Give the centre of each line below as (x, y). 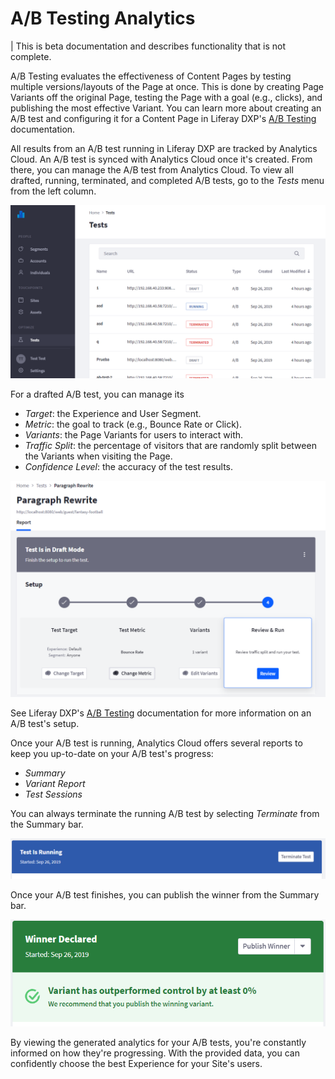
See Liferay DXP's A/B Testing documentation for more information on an (161, 713)
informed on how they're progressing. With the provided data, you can (155, 1053)
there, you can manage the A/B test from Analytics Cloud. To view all (152, 169)
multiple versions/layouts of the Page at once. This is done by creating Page (167, 86)
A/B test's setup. (45, 724)
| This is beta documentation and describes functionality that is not (148, 46)
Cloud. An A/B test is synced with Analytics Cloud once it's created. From (161, 159)
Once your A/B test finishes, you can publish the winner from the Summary (165, 895)
